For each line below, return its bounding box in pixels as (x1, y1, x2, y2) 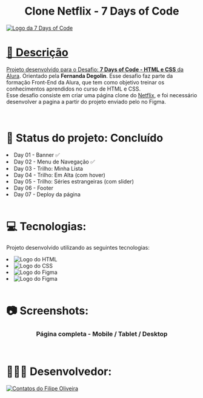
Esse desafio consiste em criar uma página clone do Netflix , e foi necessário (6, 91, 198, 98)
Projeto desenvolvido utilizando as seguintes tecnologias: (6, 244, 150, 251)
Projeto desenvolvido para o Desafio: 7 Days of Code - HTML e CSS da (6, 66, 184, 73)
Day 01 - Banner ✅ (14, 151, 61, 159)
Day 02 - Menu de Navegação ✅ (14, 158, 95, 165)
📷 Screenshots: (6, 304, 89, 317)
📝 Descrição (6, 46, 68, 60)
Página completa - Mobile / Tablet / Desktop (36, 329, 168, 338)
